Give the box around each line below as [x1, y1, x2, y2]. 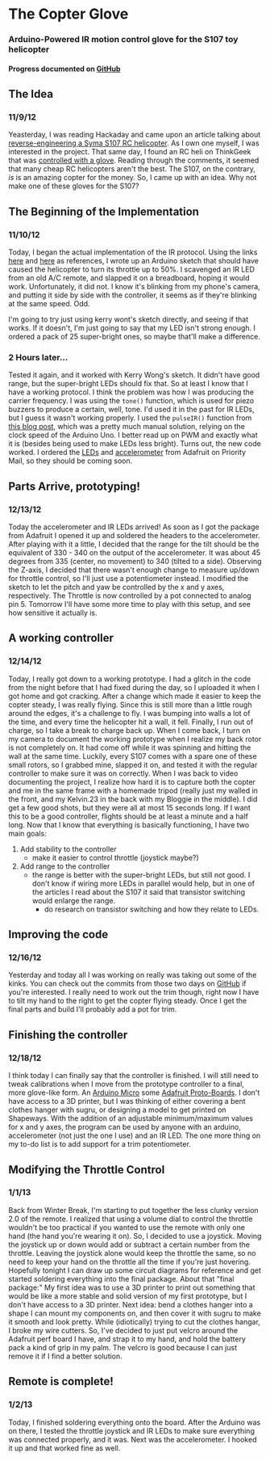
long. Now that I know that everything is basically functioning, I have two [8, 819, 250, 829]
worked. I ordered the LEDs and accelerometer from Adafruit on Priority [8, 448, 247, 457]
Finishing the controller [8, 1028, 128, 1042]
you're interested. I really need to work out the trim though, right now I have [8, 987, 260, 997]
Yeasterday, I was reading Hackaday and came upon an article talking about [8, 130, 261, 140]
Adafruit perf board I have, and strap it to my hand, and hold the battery [8, 1334, 246, 1344]
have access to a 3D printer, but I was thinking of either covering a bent [8, 1097, 246, 1106]
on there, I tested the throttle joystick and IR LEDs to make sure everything [8, 1425, 255, 1435]
